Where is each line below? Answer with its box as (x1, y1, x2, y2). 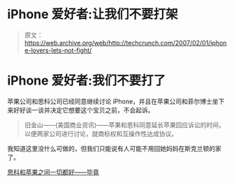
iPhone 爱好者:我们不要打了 (7, 73, 166, 89)
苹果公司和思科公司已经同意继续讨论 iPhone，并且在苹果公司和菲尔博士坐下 (7, 97, 225, 105)
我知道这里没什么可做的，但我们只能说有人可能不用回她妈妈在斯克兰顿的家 (7, 144, 221, 152)
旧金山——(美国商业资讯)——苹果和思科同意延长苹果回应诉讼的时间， (24, 120, 226, 129)
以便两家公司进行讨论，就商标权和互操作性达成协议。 (24, 129, 178, 138)
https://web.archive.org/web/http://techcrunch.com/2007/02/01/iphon (24, 38, 227, 47)
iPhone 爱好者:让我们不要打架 (7, 6, 178, 22)
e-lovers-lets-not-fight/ (24, 46, 92, 54)
